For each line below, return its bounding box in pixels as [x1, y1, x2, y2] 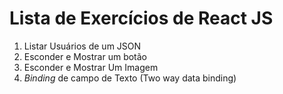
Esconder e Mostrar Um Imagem [23, 61, 159, 73]
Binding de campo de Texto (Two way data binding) [23, 72, 237, 84]
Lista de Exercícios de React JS [9, 7, 274, 30]
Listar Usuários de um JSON [23, 40, 142, 52]
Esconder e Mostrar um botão [23, 50, 148, 62]
